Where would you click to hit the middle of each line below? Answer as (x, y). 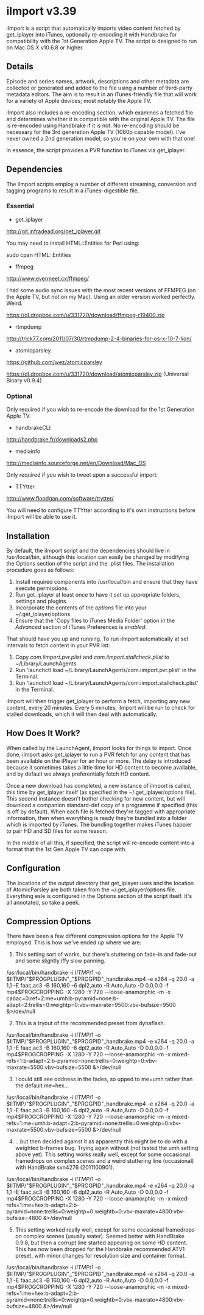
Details (20, 67)
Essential (20, 206)
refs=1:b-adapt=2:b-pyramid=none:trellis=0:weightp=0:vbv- (82, 1061)
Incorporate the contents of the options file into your (81, 608)
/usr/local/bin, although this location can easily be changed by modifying (98, 557)
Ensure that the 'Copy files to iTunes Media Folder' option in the (95, 620)
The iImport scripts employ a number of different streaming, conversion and (101, 184)
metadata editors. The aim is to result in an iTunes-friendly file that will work (102, 94)
